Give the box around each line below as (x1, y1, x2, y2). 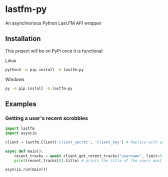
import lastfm (5, 126, 35, 131)
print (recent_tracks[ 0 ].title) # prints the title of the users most (14, 158, 162, 163)
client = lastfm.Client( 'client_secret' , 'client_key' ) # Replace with (5, 139, 157, 144)
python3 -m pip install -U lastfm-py (5, 67, 84, 72)
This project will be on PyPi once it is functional (5, 47, 103, 53)
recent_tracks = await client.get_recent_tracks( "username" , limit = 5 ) (14, 153, 164, 158)
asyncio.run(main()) (5, 167, 48, 172)
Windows (5, 76, 25, 82)
